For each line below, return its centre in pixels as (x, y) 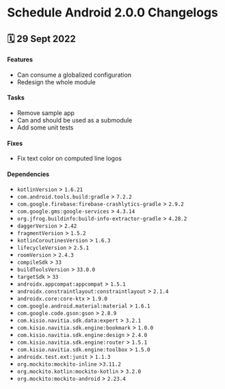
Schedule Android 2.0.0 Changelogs (113, 13)
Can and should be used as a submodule (75, 120)
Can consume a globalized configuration (74, 75)
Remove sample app (46, 113)
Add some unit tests (45, 127)
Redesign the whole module (56, 82)
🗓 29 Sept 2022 (42, 39)
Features (20, 60)
